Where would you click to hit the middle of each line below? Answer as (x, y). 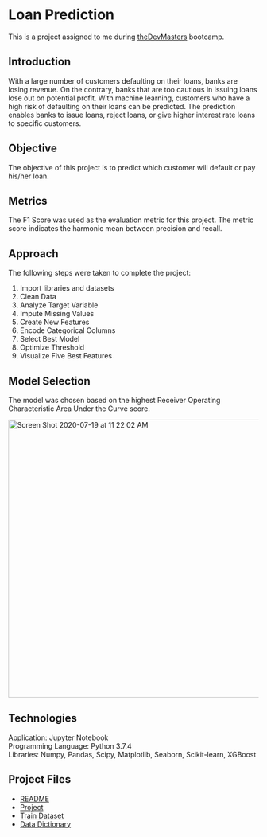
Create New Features (54, 322)
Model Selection (50, 381)
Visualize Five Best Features (66, 356)
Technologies (43, 718)
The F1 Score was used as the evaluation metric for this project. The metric (131, 220)
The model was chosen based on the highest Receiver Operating (114, 400)
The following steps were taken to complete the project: (100, 273)
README (35, 799)
